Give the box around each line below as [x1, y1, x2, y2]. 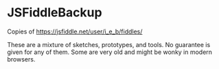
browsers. [7, 55, 36, 63]
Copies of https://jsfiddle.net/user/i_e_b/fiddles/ [7, 27, 143, 36]
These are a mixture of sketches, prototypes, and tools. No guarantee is [7, 40, 211, 49]
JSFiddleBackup [7, 5, 102, 20]
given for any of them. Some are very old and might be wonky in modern [7, 48, 213, 56]
